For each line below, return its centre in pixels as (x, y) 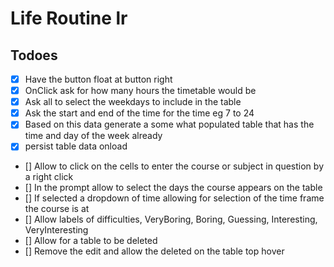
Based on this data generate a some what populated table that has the (169, 124)
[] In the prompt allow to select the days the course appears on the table (173, 188)
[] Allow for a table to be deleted (91, 241)
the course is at (57, 209)
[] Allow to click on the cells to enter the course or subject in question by (174, 166)
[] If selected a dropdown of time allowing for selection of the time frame (174, 198)
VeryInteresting (56, 230)
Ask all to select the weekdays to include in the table (133, 102)
